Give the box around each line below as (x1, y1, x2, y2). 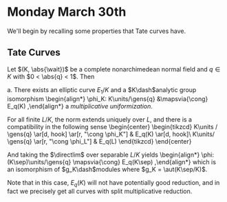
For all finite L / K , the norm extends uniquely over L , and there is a (7, 115, 193, 124)
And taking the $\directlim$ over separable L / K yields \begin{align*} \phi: (7, 150, 215, 159)
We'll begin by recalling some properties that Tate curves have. (7, 27, 186, 35)
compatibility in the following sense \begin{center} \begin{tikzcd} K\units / (7, 122, 218, 131)
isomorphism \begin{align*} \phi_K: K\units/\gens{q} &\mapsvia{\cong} (7, 94, 208, 103)
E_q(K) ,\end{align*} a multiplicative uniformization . (7, 102, 153, 110)
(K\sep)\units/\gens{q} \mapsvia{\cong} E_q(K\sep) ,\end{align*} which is (7, 157, 217, 166)
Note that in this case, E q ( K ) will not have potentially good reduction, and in (7, 178, 220, 188)
